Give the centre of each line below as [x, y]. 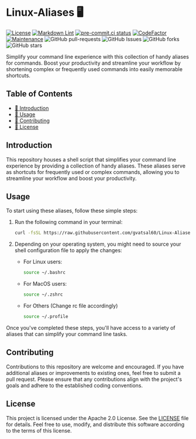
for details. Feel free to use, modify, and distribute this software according [95, 424]
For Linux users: [43, 262]
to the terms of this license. [39, 430]
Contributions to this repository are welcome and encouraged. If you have [95, 367]
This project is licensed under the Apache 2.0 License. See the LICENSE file [97, 418]
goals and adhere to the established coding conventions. [75, 385]
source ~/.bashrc [44, 273]
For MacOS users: [45, 284]
